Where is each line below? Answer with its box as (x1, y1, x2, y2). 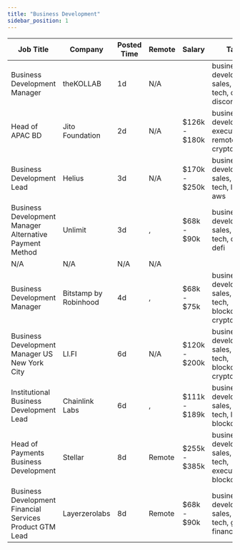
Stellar (62, 452, 84, 462)
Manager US (11, 349, 54, 359)
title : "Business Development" (7, 10, 101, 18)
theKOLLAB (62, 78, 101, 88)
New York (11, 357, 44, 367)
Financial (11, 504, 41, 514)
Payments (11, 447, 45, 457)
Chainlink (62, 396, 94, 406)
